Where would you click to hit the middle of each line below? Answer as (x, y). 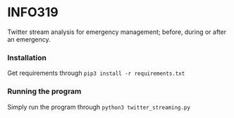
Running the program (44, 91)
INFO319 (33, 12)
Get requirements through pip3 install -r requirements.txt (96, 73)
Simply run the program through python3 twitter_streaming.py (99, 107)
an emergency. (29, 39)
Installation (27, 57)
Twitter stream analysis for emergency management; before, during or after (117, 32)
